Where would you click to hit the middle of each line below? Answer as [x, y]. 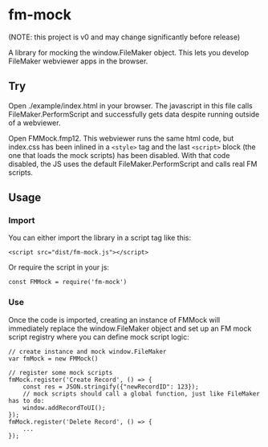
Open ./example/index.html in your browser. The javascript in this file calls [130, 105]
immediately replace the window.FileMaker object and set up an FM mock [130, 328]
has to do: [26, 400]
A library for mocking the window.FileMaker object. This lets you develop [129, 52]
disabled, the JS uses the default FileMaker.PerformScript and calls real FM [133, 164]
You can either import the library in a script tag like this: [100, 238]
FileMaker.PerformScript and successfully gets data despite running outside [134, 114]
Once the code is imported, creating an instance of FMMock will [114, 319]
